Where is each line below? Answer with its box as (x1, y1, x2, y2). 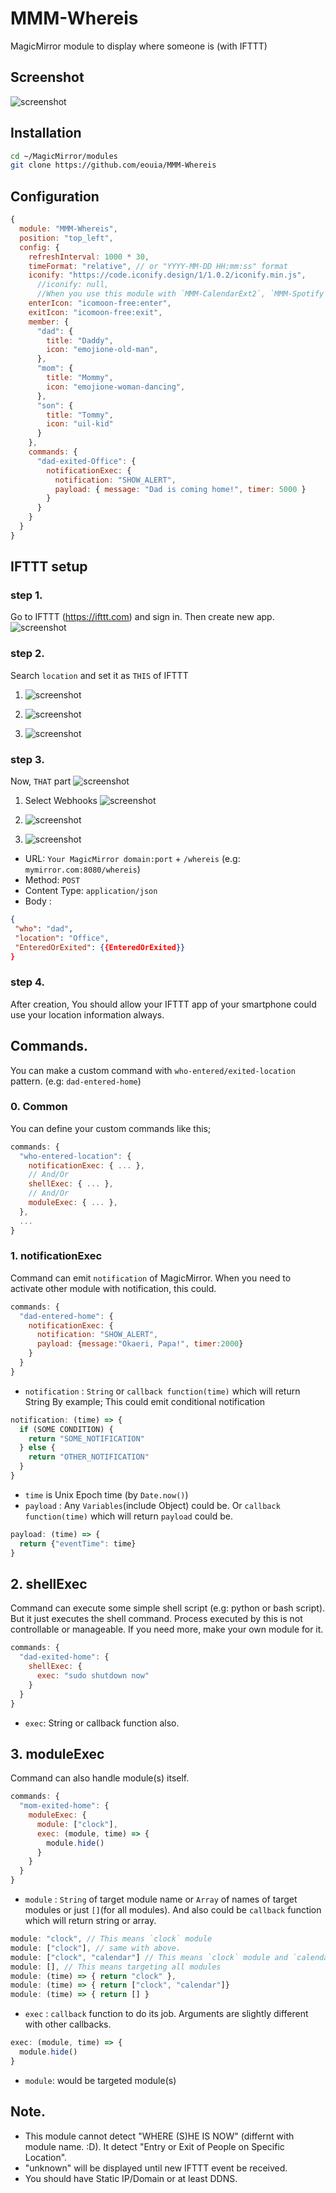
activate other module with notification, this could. (10, 1282, 217, 1294)
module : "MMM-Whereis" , (19, 224, 118, 234)
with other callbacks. (24, 2018, 112, 2031)
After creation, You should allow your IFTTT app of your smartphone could (10, 998, 317, 1010)
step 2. (10, 647, 45, 661)
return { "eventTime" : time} (19, 1538, 137, 1549)
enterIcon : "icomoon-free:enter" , (28, 298, 172, 308)
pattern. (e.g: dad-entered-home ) (10, 1075, 142, 1087)
